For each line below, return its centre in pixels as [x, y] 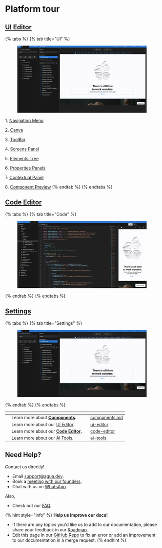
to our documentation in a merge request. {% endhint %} [69, 540]
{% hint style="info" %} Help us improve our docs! [57, 515]
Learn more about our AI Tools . [42, 438]
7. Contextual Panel [24, 178]
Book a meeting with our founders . [47, 481]
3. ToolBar [15, 140]
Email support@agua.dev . [38, 476]
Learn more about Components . [44, 418]
